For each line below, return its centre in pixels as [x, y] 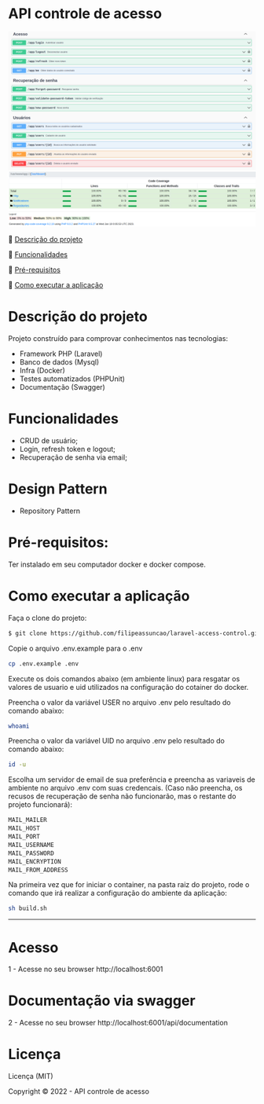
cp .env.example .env [44, 664]
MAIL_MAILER [27, 820]
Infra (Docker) [42, 371]
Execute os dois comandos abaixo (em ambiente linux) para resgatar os [124, 679]
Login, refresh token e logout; [68, 449]
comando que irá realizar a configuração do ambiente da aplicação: [118, 893]
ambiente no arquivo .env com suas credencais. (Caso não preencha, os [125, 788]
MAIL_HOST [24, 829]
